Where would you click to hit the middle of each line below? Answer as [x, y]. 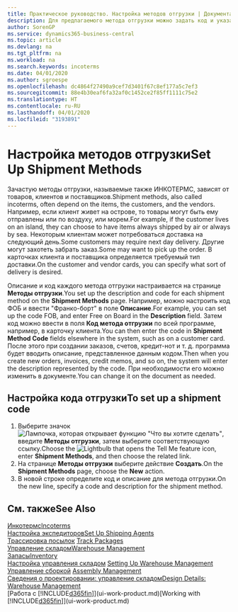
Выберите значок [44, 426]
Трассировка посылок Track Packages [66, 541]
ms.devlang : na [30, 47]
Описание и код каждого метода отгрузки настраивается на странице [114, 285]
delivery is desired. [35, 272]
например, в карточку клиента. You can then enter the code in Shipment [115, 331]
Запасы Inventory [33, 556]
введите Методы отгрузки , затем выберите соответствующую [113, 441]
